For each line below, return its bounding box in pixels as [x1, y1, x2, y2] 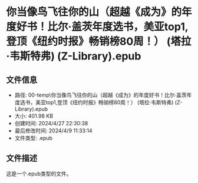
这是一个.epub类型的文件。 [6, 170, 72, 177]
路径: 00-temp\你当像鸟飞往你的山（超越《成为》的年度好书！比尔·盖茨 [14, 92, 187, 98]
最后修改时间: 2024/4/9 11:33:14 [14, 127, 93, 134]
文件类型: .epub [14, 135, 53, 141]
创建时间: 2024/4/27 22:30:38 [14, 120, 88, 127]
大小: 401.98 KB [14, 112, 54, 119]
